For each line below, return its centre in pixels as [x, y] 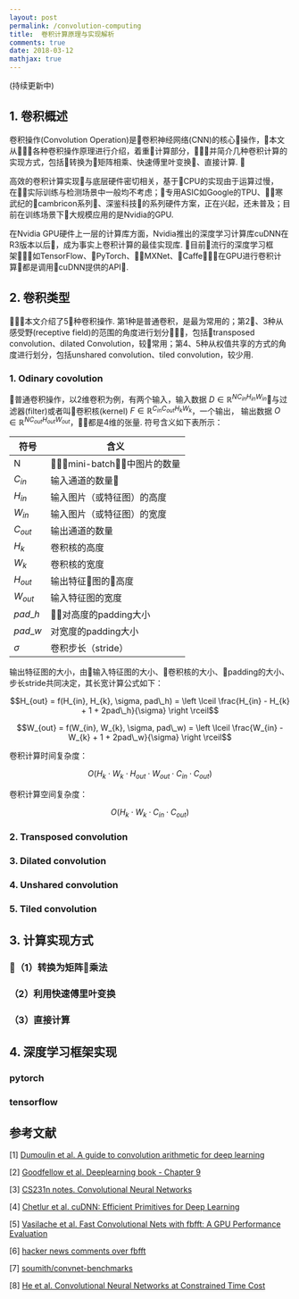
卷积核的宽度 [77, 564]
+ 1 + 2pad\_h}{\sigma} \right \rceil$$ [150, 710]
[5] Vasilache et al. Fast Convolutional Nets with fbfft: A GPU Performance [145, 1224]
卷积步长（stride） [89, 648]
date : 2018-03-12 [42, 51]
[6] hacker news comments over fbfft [78, 1251]
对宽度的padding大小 [95, 631]
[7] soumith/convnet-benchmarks [71, 1269]
